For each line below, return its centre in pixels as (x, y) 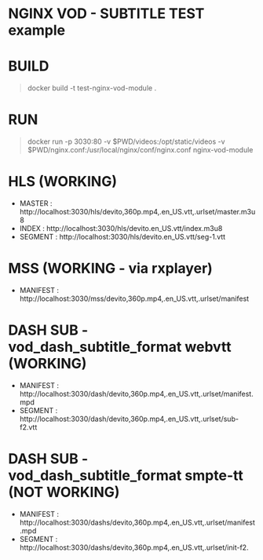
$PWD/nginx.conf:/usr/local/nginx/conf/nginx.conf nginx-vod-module (140, 150)
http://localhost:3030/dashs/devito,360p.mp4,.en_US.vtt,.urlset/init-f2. (134, 547)
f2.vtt (28, 427)
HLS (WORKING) (63, 182)
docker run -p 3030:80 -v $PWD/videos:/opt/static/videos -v (126, 141)
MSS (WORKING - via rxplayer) (111, 269)
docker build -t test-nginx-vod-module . (92, 88)
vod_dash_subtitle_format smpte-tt (126, 476)
